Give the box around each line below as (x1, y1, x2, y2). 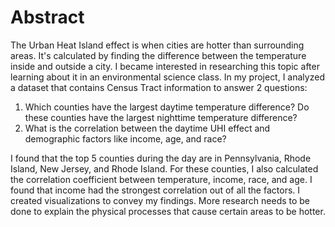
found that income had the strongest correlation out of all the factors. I (10, 184, 301, 196)
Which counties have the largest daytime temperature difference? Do (24, 101, 310, 113)
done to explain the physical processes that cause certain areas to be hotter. (10, 205, 326, 217)
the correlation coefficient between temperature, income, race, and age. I (10, 173, 313, 185)
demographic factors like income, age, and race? (24, 132, 227, 145)
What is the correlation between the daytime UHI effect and (24, 122, 271, 134)
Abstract (10, 6, 85, 29)
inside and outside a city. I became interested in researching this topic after (10, 60, 320, 72)
